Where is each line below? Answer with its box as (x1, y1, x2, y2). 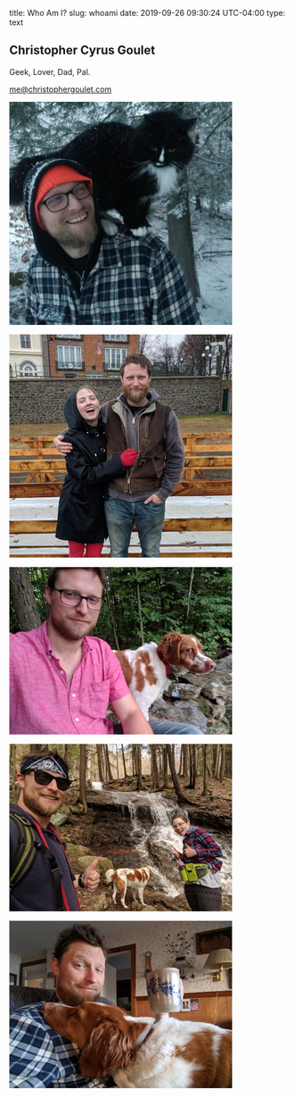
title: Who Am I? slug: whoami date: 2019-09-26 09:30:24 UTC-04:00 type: (9, 8, 286, 18)
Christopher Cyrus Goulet (9, 43, 156, 58)
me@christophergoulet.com (9, 84, 112, 95)
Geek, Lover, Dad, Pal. (9, 66, 91, 77)
